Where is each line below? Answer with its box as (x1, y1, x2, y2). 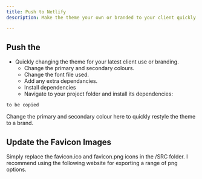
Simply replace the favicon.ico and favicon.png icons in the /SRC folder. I (6, 153, 188, 160)
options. (6, 166, 27, 173)
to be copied (6, 102, 39, 108)
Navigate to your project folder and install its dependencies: (24, 90, 174, 97)
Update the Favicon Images (6, 137, 112, 147)
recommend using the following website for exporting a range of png (6, 160, 178, 166)
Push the (6, 42, 41, 52)
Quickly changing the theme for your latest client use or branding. (15, 58, 180, 65)
